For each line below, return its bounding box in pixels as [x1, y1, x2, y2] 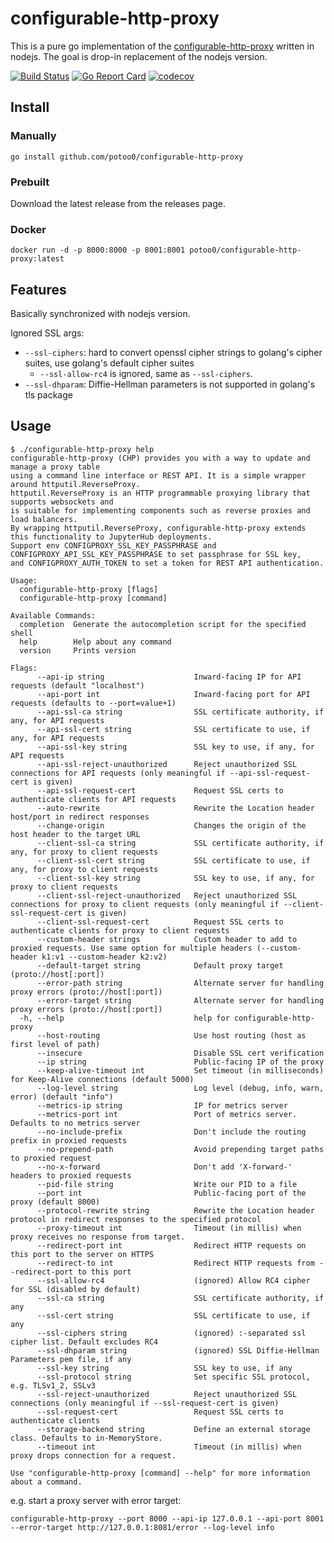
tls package [24, 389, 73, 401]
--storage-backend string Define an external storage [36, 1424, 311, 1434]
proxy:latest [10, 254, 65, 264]
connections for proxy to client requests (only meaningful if [10, 899, 280, 909]
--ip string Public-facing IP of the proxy [36, 1057, 325, 1067]
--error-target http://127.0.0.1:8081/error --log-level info [10, 1522, 275, 1532]
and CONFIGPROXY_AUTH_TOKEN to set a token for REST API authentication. [10, 558, 325, 568]
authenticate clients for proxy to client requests [10, 925, 230, 936]
